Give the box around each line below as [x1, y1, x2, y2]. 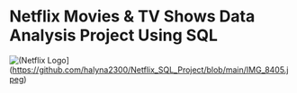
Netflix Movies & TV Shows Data [9, 6, 256, 27]
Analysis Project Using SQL [9, 25, 219, 46]
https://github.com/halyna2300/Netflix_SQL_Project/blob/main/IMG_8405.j [12, 64, 289, 75]
